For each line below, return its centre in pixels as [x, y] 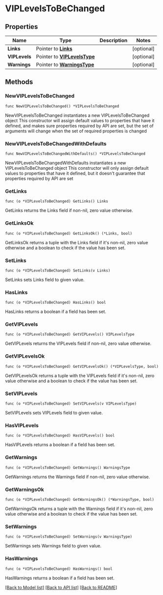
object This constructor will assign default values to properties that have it [80, 120]
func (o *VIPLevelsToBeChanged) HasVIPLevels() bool [60, 436]
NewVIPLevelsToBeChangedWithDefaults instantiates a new [66, 163]
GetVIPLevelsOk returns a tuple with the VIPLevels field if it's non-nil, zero [80, 375]
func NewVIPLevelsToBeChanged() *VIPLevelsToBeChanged [62, 106]
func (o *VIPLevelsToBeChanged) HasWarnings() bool [59, 569]
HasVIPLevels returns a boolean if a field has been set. [60, 445]
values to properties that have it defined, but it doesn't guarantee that [75, 173]
